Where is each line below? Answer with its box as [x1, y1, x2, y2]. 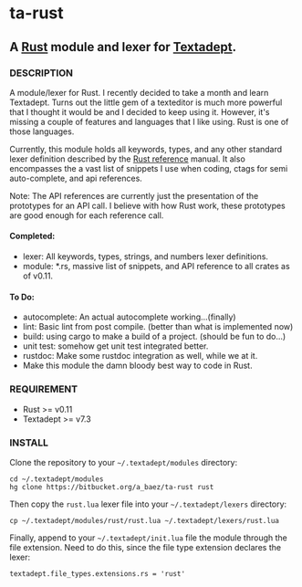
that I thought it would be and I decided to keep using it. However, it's [9, 106, 271, 117]
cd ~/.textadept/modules [9, 474, 104, 484]
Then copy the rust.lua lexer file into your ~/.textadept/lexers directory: [9, 498, 287, 509]
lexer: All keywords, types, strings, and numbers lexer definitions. [22, 251, 269, 262]
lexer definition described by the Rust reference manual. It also [9, 153, 246, 164]
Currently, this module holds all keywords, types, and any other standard [9, 143, 283, 154]
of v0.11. [22, 270, 53, 281]
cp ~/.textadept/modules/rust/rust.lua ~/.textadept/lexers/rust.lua [9, 516, 280, 525]
